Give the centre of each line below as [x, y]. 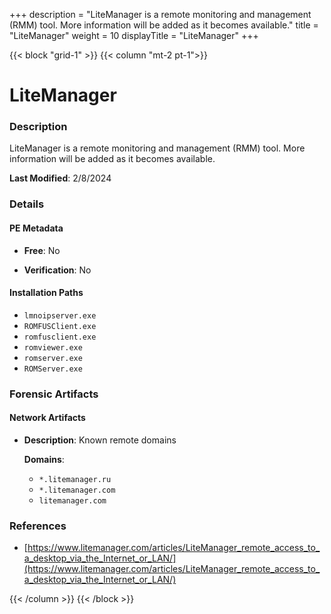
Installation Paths [46, 293]
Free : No [42, 250]
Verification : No [57, 270]
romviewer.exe [53, 347]
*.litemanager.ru [75, 479]
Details [27, 204]
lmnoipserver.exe [60, 315]
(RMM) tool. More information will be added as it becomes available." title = [164, 25]
